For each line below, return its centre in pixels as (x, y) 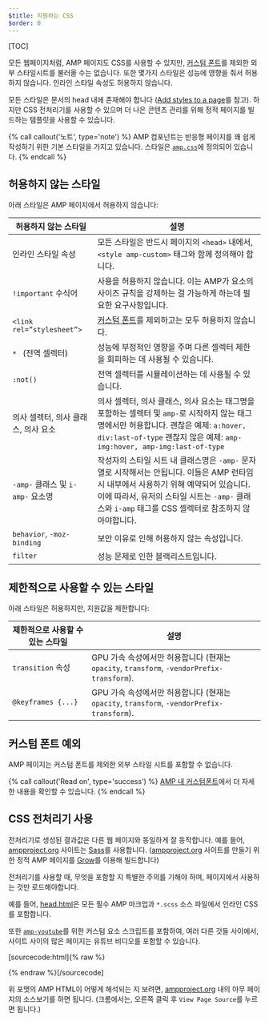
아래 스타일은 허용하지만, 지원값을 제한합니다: (79, 609)
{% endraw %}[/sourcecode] (56, 972)
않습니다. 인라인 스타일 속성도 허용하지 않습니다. (98, 82)
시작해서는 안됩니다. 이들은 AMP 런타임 (184, 472)
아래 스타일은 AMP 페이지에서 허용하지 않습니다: (83, 205)
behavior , (30, 534)
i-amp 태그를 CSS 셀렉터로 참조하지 (177, 508)
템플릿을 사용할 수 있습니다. (72, 119)
